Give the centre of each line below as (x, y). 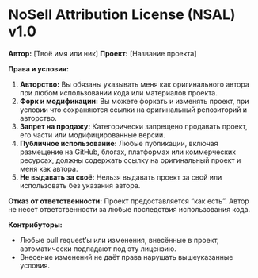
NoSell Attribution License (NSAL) (122, 15)
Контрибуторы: (35, 225)
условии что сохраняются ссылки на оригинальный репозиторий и (133, 110)
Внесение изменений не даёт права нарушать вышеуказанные (126, 257)
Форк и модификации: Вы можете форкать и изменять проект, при (134, 101)
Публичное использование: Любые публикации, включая (119, 143)
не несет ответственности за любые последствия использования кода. (129, 209)
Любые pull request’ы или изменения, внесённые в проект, (119, 240)
